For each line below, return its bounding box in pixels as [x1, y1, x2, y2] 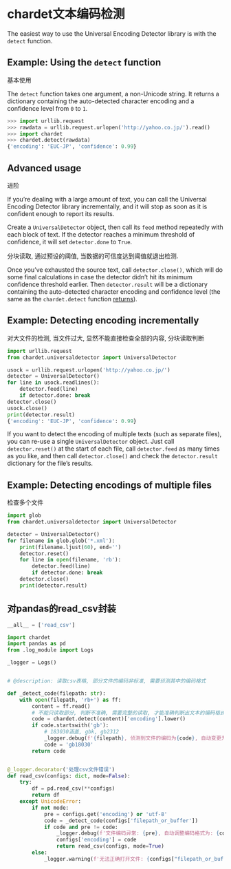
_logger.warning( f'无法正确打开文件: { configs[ [43, 855, 175, 862]
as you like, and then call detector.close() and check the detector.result [7, 452, 218, 460]
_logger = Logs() [7, 659, 57, 666]
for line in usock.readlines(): [7, 379, 100, 386]
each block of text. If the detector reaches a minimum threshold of [7, 230, 195, 238]
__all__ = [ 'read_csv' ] [7, 621, 76, 628]
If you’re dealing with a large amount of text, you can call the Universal [7, 195, 208, 203]
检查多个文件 [7, 498, 43, 506]
